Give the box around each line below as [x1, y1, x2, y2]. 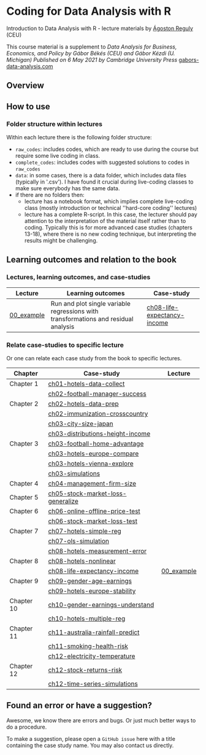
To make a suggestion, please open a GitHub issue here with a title [6, 735, 176, 742]
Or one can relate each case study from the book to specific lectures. [6, 355, 182, 362]
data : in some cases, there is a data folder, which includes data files [15, 172, 187, 179]
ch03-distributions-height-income [48, 430, 151, 438]
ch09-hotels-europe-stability [48, 587, 136, 595]
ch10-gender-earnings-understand [48, 600, 154, 609]
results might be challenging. [24, 237, 98, 244]
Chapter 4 [9, 479, 39, 487]
